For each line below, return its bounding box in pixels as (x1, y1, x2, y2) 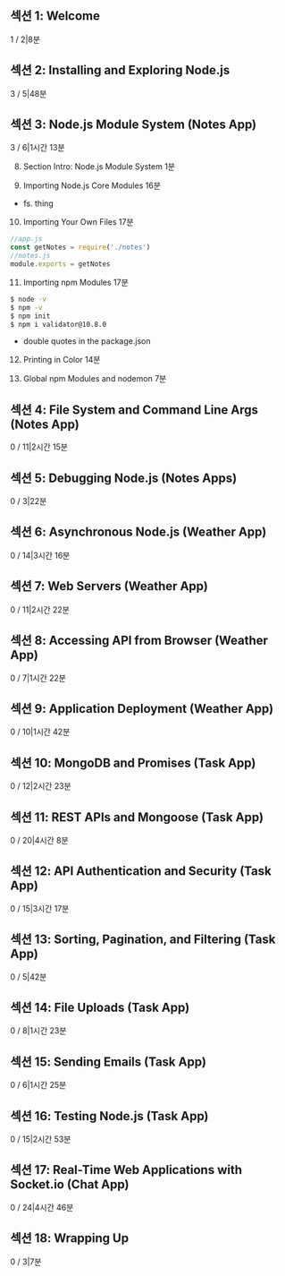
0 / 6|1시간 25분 (10, 1080, 67, 1091)
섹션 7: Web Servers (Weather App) (10, 578, 208, 594)
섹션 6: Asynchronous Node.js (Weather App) (10, 525, 267, 540)
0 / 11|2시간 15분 (10, 441, 68, 452)
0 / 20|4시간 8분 (10, 835, 70, 845)
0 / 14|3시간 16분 (10, 550, 71, 561)
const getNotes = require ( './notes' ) (10, 243, 151, 253)
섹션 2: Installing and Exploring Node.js (10, 63, 231, 78)
